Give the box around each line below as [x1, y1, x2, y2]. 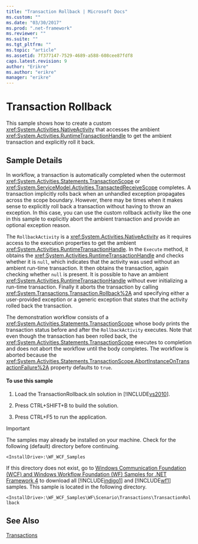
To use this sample [6, 377, 53, 384]
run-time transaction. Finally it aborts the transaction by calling [6, 283, 159, 290]
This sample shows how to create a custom [6, 119, 112, 127]
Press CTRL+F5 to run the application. [14, 413, 107, 420]
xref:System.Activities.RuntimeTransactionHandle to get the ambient [6, 132, 172, 140]
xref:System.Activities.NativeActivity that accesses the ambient [6, 126, 160, 133]
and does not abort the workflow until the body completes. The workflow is [6, 345, 189, 352]
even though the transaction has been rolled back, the [6, 332, 137, 339]
